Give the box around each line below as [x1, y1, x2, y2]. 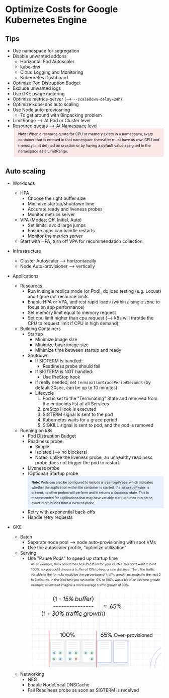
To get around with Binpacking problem [20, 112, 102, 118]
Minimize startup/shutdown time [27, 201, 95, 207]
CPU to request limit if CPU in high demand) [27, 320, 119, 327]
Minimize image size [35, 337, 77, 343]
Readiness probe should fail [42, 363, 101, 369]
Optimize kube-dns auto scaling [12, 101, 79, 107]
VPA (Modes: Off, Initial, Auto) [20, 217, 82, 223]
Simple [35, 444, 49, 450]
